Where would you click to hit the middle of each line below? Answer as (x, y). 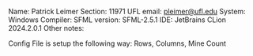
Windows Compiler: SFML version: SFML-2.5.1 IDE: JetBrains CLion (117, 20)
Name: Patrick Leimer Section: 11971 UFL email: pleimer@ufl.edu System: (127, 11)
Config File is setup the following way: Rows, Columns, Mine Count (117, 43)
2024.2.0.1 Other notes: (46, 28)
